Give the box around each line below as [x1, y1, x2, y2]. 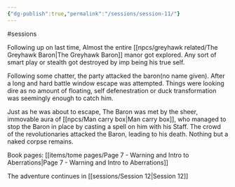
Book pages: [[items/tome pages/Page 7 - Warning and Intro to [7, 151, 189, 159]
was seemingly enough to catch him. [7, 94, 114, 102]
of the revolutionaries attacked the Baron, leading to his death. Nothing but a [7, 130, 229, 138]
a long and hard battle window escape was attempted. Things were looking [7, 78, 224, 88]
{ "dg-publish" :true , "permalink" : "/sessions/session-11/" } [7, 10, 180, 18]
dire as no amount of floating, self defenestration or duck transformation [7, 86, 217, 95]
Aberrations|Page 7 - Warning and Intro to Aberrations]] [7, 158, 168, 167]
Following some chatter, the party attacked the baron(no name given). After [7, 71, 225, 80]
